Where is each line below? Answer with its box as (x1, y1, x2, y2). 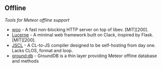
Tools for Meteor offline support (4, 17, 70, 23)
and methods (11, 58, 39, 64)
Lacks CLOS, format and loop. (11, 47, 73, 53)
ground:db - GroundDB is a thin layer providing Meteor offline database (11, 53, 157, 59)
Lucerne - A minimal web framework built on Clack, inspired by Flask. (11, 32, 154, 37)
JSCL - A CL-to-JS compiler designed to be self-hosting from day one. (11, 42, 156, 48)
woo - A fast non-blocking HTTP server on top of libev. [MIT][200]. (11, 27, 149, 33)
